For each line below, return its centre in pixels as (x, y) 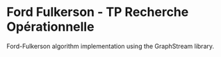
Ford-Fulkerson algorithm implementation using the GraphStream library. (110, 46)
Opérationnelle (50, 27)
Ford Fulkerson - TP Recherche (98, 12)
